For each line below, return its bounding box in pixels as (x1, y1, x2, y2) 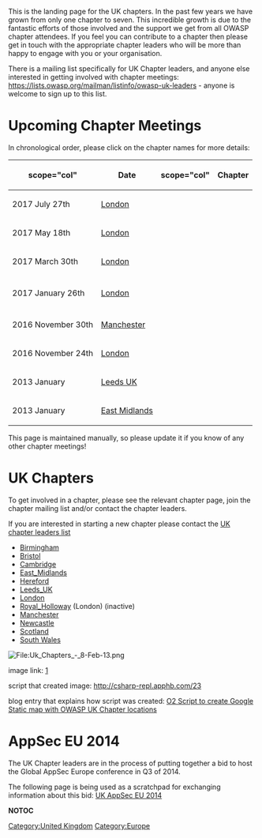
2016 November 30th (12, 319, 94, 330)
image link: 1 (8, 665, 49, 675)
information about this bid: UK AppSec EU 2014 (8, 790, 163, 800)
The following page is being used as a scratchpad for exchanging (8, 782, 221, 791)
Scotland (19, 626, 49, 636)
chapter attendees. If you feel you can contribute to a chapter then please (8, 32, 249, 41)
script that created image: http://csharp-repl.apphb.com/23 (8, 681, 202, 690)
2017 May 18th (12, 227, 71, 238)
